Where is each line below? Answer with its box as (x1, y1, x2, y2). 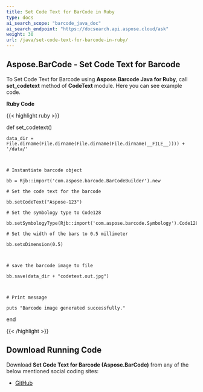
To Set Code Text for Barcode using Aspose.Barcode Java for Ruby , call (6, 75, 188, 82)
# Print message (6, 294, 47, 301)
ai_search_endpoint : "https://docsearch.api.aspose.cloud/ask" (6, 25, 169, 32)
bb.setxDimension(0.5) (6, 241, 63, 247)
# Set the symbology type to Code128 (6, 210, 101, 216)
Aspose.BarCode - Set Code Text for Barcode (6, 59, 181, 70)
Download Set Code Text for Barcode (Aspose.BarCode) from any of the (6, 361, 189, 368)
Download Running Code (6, 345, 102, 355)
